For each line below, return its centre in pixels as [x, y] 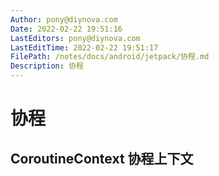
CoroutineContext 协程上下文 [102, 158]
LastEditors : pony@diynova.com [75, 38]
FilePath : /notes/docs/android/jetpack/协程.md [110, 57]
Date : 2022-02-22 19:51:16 [66, 29]
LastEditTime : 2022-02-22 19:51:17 [84, 47]
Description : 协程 [47, 66]
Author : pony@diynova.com [64, 19]
